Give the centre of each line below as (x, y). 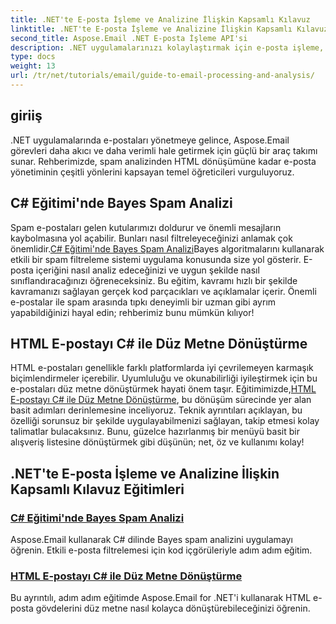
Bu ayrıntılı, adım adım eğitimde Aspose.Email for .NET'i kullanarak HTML (161, 598)
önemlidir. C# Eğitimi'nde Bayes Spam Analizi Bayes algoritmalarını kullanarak (167, 248)
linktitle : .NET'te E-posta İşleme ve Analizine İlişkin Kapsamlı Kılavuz (169, 29)
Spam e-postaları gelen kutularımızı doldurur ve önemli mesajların (146, 227)
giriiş (26, 116)
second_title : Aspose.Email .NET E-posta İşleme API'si (129, 38)
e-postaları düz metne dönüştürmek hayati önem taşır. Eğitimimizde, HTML (163, 389)
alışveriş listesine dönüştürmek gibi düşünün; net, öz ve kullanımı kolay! (157, 442)
